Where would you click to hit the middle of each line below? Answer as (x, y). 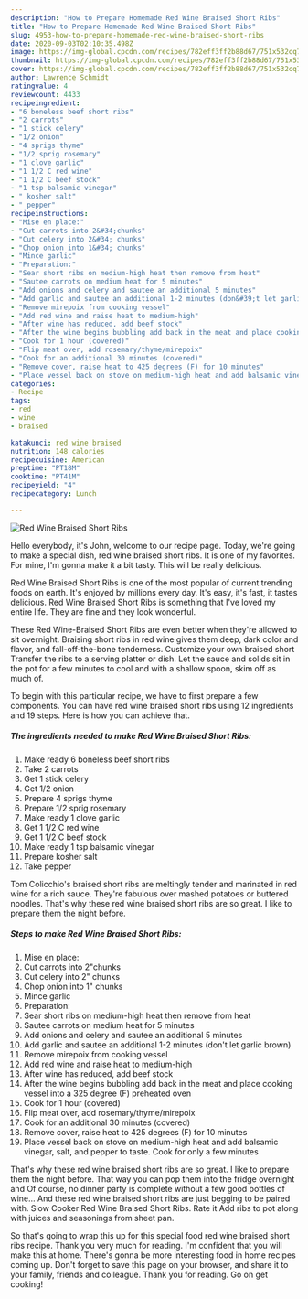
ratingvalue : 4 (39, 86)
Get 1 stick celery (56, 778)
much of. (27, 678)
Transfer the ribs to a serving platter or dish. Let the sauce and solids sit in (150, 659)
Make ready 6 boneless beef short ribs (96, 759)
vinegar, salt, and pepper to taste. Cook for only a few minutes (141, 1151)
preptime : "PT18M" (45, 468)
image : (23, 52)
